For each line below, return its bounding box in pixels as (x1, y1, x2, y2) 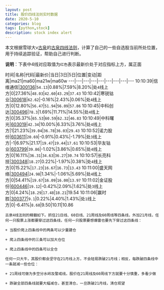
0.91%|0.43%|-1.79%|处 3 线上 (41, 134, 102, 139)
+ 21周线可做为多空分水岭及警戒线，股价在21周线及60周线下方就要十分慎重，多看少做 (5, 271, 157, 276)
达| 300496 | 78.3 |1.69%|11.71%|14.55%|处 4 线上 (5, 109, 100, 115)
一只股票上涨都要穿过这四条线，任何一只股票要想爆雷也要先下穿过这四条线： (8, 218, 142, 223)
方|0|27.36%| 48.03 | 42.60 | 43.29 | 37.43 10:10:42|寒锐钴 (5, 90, 114, 96)
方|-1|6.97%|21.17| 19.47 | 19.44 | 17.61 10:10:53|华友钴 (5, 140, 111, 146)
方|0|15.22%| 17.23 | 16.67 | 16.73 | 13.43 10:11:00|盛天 (5, 165, 108, 171)
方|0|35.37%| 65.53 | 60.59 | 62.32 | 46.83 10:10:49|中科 (5, 115, 110, 121)
